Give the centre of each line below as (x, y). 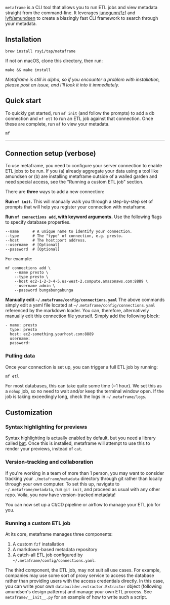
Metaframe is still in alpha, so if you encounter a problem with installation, (83, 79)
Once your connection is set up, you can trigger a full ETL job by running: (82, 367)
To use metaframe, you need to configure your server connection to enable (84, 166)
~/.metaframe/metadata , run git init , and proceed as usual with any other (83, 489)
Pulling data (20, 356)
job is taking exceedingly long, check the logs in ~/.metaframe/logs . (76, 397)
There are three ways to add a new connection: (55, 192)
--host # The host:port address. (46, 240)
